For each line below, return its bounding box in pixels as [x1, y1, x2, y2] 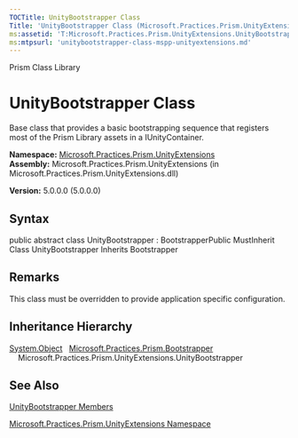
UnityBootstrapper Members [9, 402, 114, 412]
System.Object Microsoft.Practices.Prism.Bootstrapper [9, 343, 214, 354]
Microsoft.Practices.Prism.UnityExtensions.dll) [9, 168, 179, 179]
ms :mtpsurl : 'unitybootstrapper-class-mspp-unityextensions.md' [9, 37, 252, 47]
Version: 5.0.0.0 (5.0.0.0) [9, 186, 101, 196]
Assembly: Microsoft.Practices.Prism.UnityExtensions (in [9, 159, 220, 170]
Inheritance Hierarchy [9, 319, 133, 334]
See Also [9, 378, 59, 394]
